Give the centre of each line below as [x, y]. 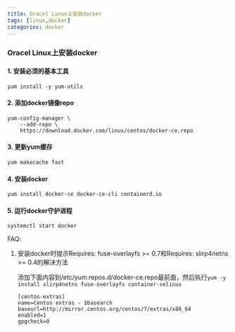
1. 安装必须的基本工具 [38, 70]
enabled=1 [32, 315]
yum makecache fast [36, 162]
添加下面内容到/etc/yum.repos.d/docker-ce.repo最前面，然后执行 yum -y [122, 277]
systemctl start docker [42, 226]
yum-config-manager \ [39, 118]
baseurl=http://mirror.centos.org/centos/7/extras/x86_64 [104, 309]
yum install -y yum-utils [45, 86]
